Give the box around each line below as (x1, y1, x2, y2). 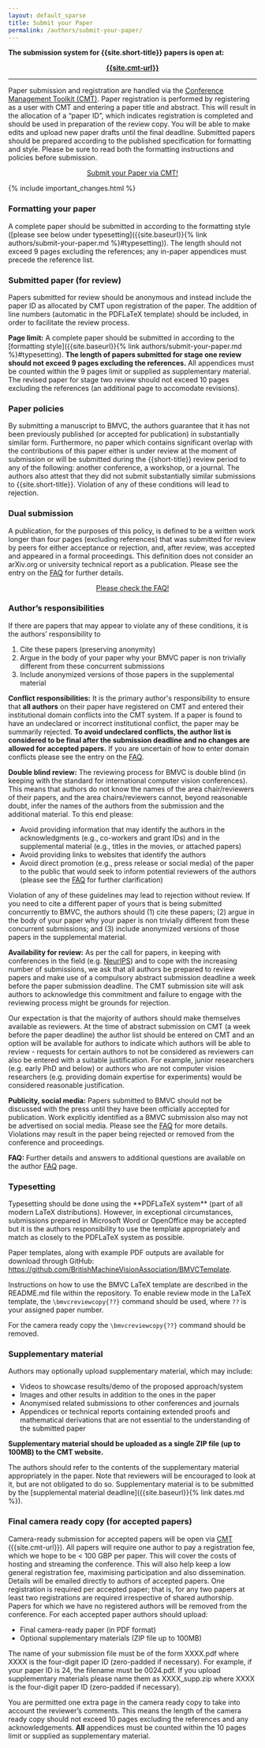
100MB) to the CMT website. (8, 1447, 104, 1457)
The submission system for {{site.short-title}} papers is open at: (8, 48, 225, 58)
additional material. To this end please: (8, 809, 134, 818)
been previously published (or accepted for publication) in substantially (8, 430, 240, 439)
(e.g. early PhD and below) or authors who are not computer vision (8, 1063, 226, 1073)
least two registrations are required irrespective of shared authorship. (8, 1592, 234, 1602)
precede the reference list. (8, 254, 95, 265)
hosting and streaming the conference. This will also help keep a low (8, 1559, 231, 1569)
